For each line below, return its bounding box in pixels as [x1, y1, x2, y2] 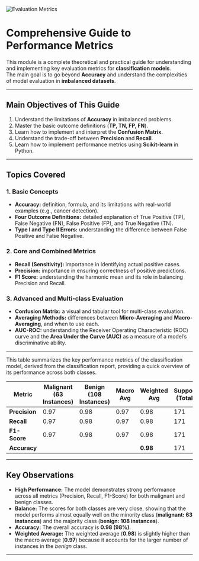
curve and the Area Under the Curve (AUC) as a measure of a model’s [14, 333, 187, 340]
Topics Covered [6, 170, 66, 180]
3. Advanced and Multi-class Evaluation [6, 294, 123, 302]
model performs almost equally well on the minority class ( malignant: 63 [14, 511, 192, 518]
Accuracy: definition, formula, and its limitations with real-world [14, 201, 171, 208]
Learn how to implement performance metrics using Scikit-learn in [14, 141, 179, 148]
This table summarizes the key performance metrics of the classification [6, 356, 183, 363]
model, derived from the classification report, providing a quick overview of [6, 363, 191, 370]
